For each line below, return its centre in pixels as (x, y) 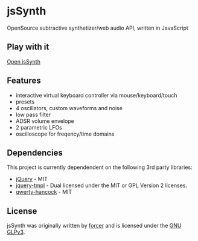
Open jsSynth (24, 61)
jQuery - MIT (31, 179)
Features (24, 81)
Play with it (28, 47)
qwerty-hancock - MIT (44, 192)
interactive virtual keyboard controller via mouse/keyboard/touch (96, 95)
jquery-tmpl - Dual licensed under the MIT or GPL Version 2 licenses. (101, 185)
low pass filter (33, 114)
